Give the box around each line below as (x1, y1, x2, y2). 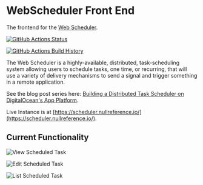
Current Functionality (6, 132, 89, 143)
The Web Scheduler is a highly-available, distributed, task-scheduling (6, 59, 180, 66)
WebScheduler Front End (6, 4, 135, 18)
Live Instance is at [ (6, 108, 55, 115)
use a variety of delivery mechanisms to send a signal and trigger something (6, 72, 198, 79)
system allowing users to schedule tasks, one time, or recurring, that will (6, 65, 187, 73)
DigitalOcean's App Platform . (6, 96, 79, 104)
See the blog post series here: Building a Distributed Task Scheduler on (6, 90, 185, 97)
